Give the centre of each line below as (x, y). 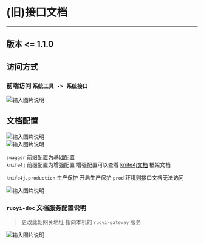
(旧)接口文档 (37, 12)
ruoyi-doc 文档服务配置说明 (46, 208)
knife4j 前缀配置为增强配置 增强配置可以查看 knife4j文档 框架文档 (89, 164)
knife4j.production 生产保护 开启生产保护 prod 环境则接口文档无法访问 (95, 177)
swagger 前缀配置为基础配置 (41, 157)
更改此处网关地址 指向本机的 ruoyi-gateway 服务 (81, 222)
